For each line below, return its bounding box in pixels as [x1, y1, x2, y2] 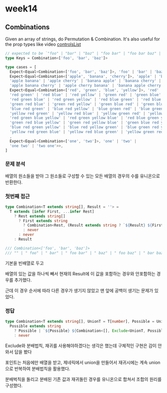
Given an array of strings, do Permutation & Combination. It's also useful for [5, 36, 161, 42]
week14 [5, 3, 38, 14]
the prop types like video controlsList [5, 41, 81, 47]
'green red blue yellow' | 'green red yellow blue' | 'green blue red [9, 120, 159, 125]
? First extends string [18, 218, 68, 223]
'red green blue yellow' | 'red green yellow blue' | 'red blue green [9, 116, 159, 121]
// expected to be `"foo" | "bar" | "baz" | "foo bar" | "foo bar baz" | [5, 51, 162, 56]
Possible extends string [9, 323, 61, 329]
